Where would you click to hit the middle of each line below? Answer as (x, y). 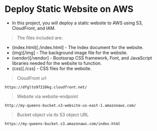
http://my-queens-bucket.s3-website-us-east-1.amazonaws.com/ (70, 105)
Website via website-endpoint (47, 96)
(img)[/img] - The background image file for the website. (70, 53)
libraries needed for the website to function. (57, 63)
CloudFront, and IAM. (34, 28)
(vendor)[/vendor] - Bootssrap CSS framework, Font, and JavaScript (82, 58)
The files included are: (40, 38)
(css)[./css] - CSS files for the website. (52, 68)
